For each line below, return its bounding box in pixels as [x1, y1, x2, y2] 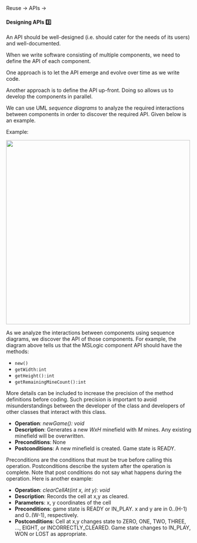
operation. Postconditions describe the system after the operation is [6, 463, 171, 470]
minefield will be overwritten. [14, 432, 85, 440]
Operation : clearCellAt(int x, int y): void [14, 486, 110, 493]
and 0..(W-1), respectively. [14, 512, 79, 519]
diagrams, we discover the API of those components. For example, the [6, 335, 176, 343]
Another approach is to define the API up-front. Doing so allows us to [6, 87, 173, 94]
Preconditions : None [14, 439, 66, 446]
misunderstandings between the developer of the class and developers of [6, 402, 185, 409]
